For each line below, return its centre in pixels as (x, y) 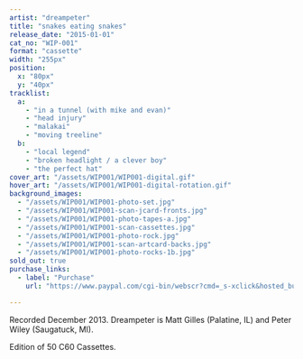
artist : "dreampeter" (50, 18)
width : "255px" (38, 60)
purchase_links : (40, 270)
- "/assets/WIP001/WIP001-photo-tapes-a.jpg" (105, 219)
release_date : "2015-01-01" (62, 34)
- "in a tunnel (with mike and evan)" (98, 110)
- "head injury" (56, 118)
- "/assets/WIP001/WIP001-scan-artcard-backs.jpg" (115, 244)
